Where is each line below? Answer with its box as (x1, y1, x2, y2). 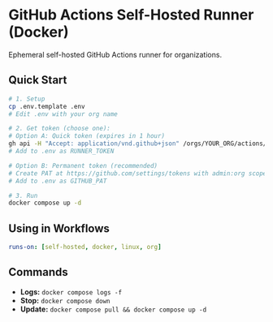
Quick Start (8, 73, 67, 87)
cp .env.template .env (8, 102, 85, 110)
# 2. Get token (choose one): (8, 124, 111, 133)
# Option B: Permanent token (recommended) (8, 161, 158, 170)
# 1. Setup (8, 95, 45, 103)
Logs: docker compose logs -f (19, 286, 123, 297)
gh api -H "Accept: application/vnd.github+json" (8, 140, 180, 148)
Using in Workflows (8, 221, 110, 235)
